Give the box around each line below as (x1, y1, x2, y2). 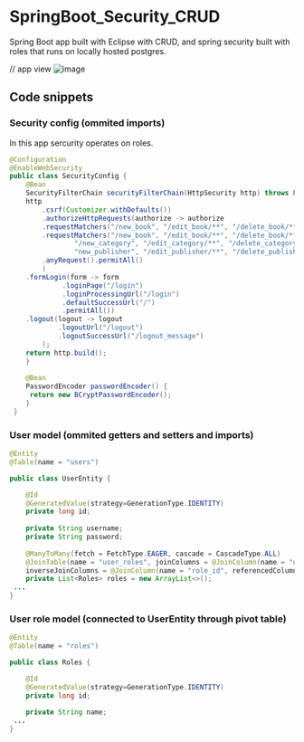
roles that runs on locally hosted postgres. (9, 45, 166, 56)
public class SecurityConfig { (9, 172, 128, 181)
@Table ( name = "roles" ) (9, 642, 100, 651)
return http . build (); (25, 348, 107, 357)
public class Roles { (9, 658, 91, 667)
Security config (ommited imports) (9, 117, 166, 129)
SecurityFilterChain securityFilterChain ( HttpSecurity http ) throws (25, 188, 290, 198)
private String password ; (25, 532, 124, 542)
